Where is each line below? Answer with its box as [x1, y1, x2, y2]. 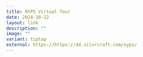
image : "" [6, 31, 31, 37]
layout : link [6, 20, 39, 26]
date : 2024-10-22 [6, 14, 49, 20]
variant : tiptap [6, 36, 46, 42]
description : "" [6, 25, 46, 31]
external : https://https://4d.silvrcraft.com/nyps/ [6, 42, 137, 48]
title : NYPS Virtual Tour [6, 8, 70, 15]
